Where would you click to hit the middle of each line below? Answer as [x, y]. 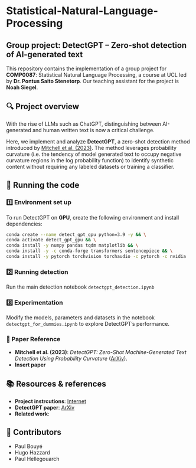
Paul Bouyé [28, 446]
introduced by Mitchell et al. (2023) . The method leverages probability [92, 148]
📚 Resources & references [56, 384]
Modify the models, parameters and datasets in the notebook [81, 318]
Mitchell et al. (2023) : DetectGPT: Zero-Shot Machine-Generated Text [101, 352]
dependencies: [24, 224]
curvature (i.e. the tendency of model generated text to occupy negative [94, 154]
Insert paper [30, 365]
